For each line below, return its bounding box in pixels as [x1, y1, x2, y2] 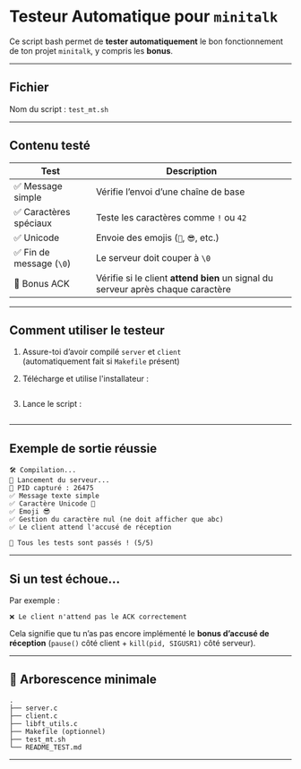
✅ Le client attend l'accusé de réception [9, 523, 172, 532]
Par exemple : [9, 595, 60, 606]
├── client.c [9, 711, 58, 721]
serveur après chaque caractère [95, 282, 231, 295]
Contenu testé [9, 138, 91, 153]
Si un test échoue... [9, 571, 121, 586]
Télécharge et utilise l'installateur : [21, 374, 150, 384]
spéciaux [13, 217, 52, 229]
